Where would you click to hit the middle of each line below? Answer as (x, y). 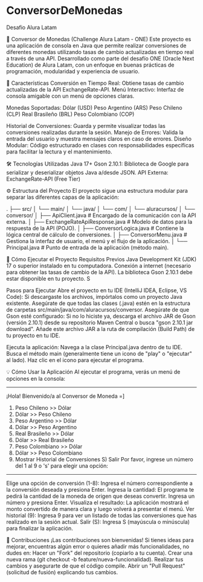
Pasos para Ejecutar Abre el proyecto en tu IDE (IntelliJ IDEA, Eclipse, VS (97, 290)
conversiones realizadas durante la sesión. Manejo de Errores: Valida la (95, 132)
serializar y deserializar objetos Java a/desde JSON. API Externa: (87, 172)
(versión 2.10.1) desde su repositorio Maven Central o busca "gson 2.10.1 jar (100, 323)
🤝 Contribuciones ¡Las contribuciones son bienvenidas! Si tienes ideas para (100, 540)
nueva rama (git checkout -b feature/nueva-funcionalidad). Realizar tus (95, 559)
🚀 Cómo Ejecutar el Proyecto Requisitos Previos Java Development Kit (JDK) (101, 259)
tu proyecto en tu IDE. (33, 335)
